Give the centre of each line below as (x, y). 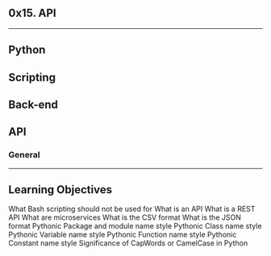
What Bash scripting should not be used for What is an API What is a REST (132, 209)
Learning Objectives (60, 190)
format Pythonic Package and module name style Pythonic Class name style (135, 226)
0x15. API (32, 13)
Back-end (33, 104)
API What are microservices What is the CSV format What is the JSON (125, 217)
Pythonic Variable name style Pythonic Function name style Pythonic (123, 235)
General (24, 155)
